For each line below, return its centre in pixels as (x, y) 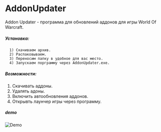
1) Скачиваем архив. (30, 50)
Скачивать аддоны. (32, 86)
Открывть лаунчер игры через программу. (57, 101)
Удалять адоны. (28, 91)
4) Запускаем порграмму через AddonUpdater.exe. (60, 63)
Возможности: (21, 74)
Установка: (17, 38)
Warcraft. (14, 27)
